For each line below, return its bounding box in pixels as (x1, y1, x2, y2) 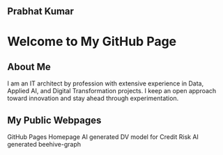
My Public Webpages (7, 114, 102, 126)
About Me (7, 60, 51, 72)
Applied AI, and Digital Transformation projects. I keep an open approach (7, 87, 217, 95)
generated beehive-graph (7, 140, 82, 149)
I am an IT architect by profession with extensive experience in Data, (7, 79, 204, 88)
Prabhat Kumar (7, 6, 75, 17)
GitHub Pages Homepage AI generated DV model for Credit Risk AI (7, 133, 199, 141)
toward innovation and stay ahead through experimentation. (7, 94, 179, 103)
